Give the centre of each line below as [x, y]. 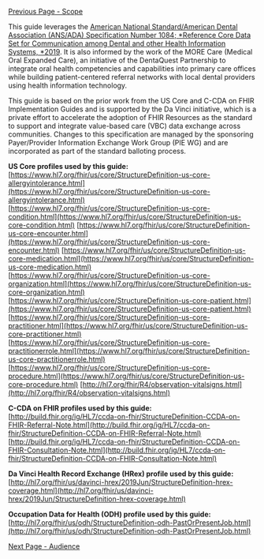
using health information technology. [68, 85]
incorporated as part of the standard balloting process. [97, 151]
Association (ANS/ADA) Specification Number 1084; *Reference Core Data [130, 35]
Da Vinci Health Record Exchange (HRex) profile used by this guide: [121, 474]
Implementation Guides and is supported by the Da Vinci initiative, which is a [132, 109]
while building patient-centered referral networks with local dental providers [132, 77]
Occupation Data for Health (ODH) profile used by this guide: [110, 514]
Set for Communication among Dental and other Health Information [117, 43]
